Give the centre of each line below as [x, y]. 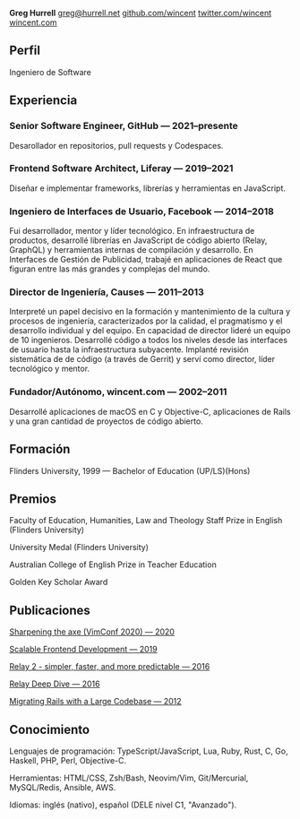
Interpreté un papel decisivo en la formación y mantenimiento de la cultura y [150, 312]
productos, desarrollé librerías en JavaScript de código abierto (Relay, [138, 240]
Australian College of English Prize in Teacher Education [113, 565]
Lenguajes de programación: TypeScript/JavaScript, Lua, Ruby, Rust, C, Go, [149, 751]
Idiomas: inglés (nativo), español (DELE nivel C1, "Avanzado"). [123, 805]
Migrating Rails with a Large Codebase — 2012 [95, 702]
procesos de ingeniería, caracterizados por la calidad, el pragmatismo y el [146, 321]
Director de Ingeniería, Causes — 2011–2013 [107, 292]
